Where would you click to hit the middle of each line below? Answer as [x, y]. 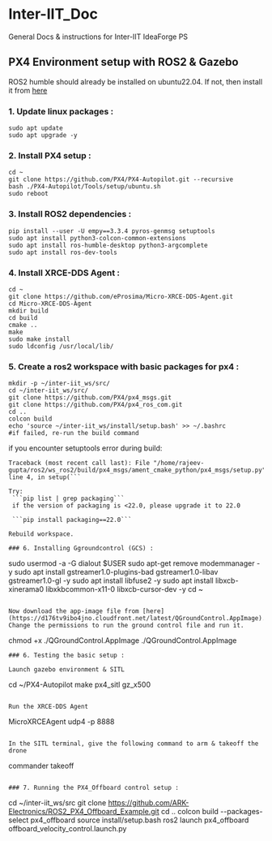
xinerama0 [26, 589]
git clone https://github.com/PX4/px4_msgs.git [90, 398]
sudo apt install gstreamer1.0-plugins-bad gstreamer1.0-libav [116, 572]
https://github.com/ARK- [149, 803]
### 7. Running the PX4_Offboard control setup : [94, 788]
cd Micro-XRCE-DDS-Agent [50, 304]
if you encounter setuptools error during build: [85, 448]
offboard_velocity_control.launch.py [68, 829]
